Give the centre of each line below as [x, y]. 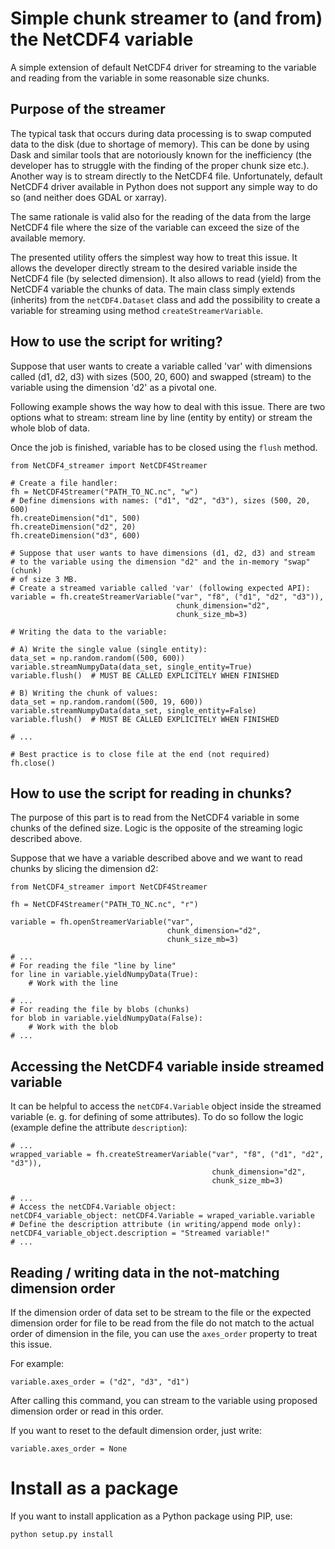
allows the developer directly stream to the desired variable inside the [154, 268]
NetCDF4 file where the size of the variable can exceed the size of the [155, 227]
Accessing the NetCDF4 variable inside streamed [167, 1066]
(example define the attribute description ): [99, 1128]
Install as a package [94, 1488]
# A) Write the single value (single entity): [109, 649]
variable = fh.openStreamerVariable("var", [102, 922]
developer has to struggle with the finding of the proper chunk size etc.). [160, 165]
